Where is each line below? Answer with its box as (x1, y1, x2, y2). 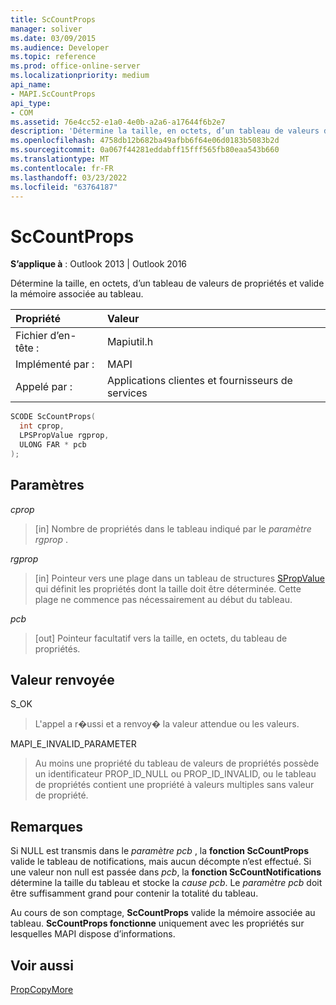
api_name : (10, 80, 52, 90)
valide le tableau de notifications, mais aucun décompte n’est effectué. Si (10, 856, 312, 868)
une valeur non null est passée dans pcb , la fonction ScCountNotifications (10, 866, 322, 878)
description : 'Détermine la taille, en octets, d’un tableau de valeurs (10, 126, 320, 136)
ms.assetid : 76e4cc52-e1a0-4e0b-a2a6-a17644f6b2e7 (10, 117, 226, 127)
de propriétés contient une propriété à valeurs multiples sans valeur (34, 779, 315, 791)
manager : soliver (10, 24, 83, 34)
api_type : (10, 98, 52, 108)
